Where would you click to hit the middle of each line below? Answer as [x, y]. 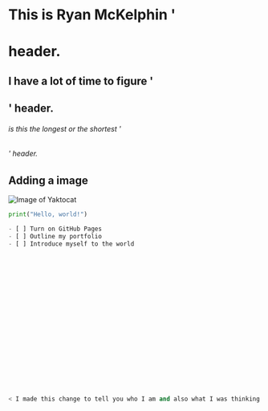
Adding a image [48, 180]
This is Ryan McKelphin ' [92, 15]
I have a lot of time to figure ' [81, 81]
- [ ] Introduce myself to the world [71, 244]
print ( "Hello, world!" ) [48, 214]
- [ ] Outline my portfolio [55, 237]
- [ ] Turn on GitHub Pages [55, 229]
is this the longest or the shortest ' [65, 128]
